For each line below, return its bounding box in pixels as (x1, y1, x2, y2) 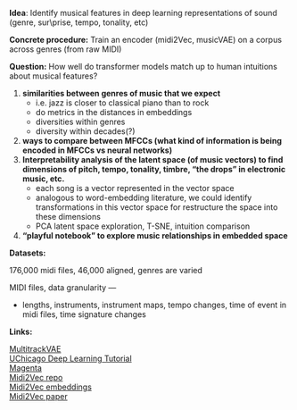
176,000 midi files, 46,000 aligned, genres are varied (9, 265, 203, 275)
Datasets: (9, 247, 46, 258)
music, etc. (21, 173, 65, 184)
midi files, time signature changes (21, 309, 147, 320)
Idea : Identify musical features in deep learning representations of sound (9, 8, 278, 18)
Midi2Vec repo (9, 372, 63, 382)
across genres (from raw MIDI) (9, 44, 122, 54)
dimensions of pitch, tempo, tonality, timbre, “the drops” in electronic (21, 164, 286, 174)
